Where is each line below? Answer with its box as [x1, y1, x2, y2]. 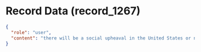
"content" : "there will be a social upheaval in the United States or [11, 35, 191, 41]
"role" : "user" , [11, 29, 52, 35]
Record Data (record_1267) [5, 4, 141, 18]
